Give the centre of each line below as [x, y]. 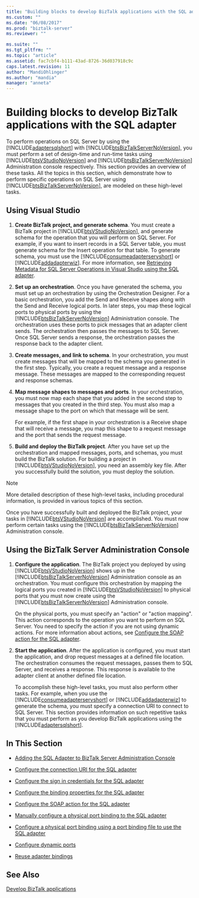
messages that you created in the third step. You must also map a [94, 404]
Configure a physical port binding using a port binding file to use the [98, 827]
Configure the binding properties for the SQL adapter [79, 792]
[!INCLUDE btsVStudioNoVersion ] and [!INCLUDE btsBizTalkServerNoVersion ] [99, 160]
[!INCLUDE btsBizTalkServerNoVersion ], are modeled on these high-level [94, 186]
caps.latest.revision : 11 [38, 66]
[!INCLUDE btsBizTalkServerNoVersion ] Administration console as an [98, 577]
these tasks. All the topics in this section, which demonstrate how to [89, 173]
